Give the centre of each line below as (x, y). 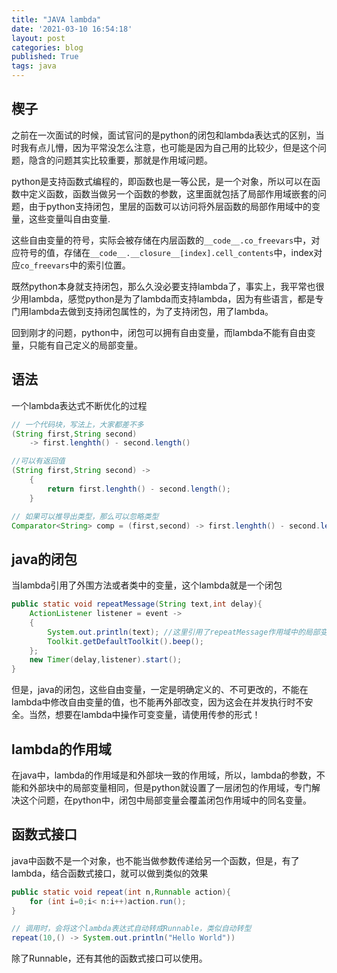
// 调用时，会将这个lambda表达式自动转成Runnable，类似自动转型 (131, 929)
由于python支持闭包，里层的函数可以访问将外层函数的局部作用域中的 (170, 206)
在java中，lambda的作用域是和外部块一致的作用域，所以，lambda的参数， (164, 775)
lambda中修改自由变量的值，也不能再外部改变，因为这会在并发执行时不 (158, 702)
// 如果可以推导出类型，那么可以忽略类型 (85, 516)
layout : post (38, 38)
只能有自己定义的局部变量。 (85, 345)
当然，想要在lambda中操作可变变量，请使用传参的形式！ (144, 715)
